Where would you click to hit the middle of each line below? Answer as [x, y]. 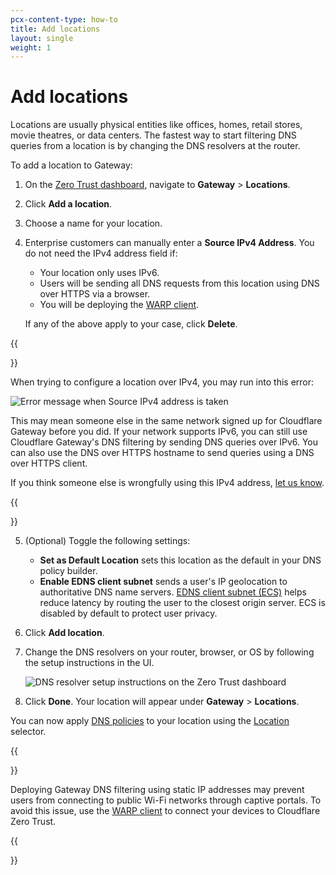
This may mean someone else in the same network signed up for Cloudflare [166, 421]
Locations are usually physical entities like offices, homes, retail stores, [156, 125]
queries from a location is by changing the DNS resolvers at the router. [155, 146]
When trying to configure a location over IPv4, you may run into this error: [162, 382]
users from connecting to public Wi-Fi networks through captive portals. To [166, 800]
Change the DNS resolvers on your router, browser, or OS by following [169, 652]
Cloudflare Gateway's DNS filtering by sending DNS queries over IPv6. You [164, 442]
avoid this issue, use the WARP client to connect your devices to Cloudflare [165, 811]
